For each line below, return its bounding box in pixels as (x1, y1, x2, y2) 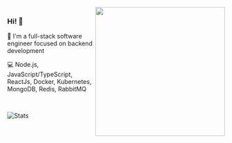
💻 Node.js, (7, 60, 39, 69)
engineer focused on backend (7, 39, 93, 47)
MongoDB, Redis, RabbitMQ (7, 85, 87, 93)
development (7, 47, 45, 55)
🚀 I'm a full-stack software (7, 32, 83, 41)
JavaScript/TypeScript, (7, 70, 73, 78)
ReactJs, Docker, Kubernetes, (7, 78, 92, 86)
